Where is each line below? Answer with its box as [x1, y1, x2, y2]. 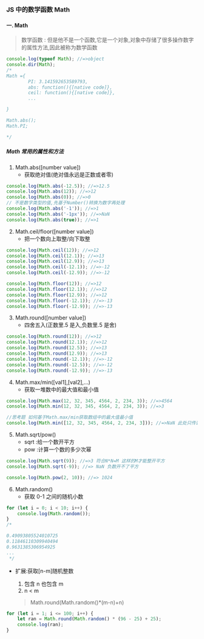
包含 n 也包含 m [24, 580, 64, 587]
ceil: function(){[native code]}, [28, 90, 115, 96]
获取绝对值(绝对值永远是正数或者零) [24, 171, 114, 178]
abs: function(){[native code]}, [28, 84, 113, 91]
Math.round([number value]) [15, 314, 87, 321]
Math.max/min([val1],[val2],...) [15, 378, 91, 386]
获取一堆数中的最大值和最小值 [24, 386, 99, 393]
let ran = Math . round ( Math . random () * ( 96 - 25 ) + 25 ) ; [17, 616, 162, 622]
